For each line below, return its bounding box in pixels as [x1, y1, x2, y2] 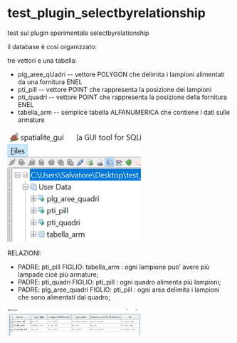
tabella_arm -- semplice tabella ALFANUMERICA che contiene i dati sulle [17, 108, 230, 116]
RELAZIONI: [7, 248, 42, 257]
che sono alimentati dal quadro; [17, 292, 111, 301]
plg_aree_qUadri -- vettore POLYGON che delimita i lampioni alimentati [17, 70, 225, 78]
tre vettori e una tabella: [7, 56, 77, 65]
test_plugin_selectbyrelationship [7, 5, 206, 21]
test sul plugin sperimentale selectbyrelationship [7, 29, 149, 37]
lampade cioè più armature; [17, 270, 99, 279]
